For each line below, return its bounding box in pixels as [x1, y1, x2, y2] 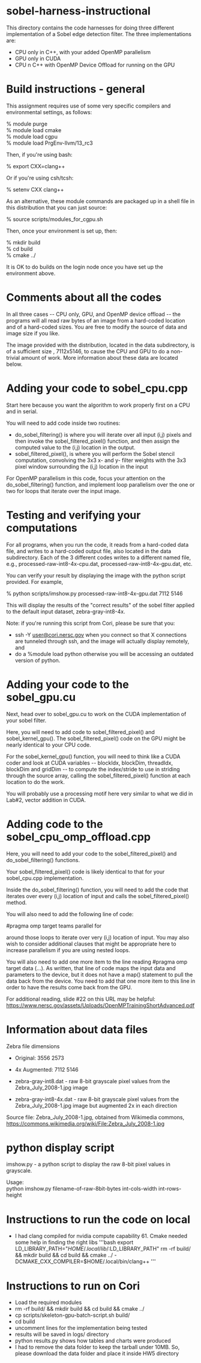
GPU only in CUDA [14, 55, 61, 62]
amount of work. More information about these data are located [20, 354, 178, 361]
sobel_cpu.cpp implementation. [6, 874, 84, 881]
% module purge [6, 120, 48, 127]
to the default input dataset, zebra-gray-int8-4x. [6, 608, 125, 615]
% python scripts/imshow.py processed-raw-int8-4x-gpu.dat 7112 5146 [6, 590, 183, 597]
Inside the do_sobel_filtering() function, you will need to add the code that [6, 886, 188, 893]
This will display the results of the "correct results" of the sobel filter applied [6, 601, 195, 609]
